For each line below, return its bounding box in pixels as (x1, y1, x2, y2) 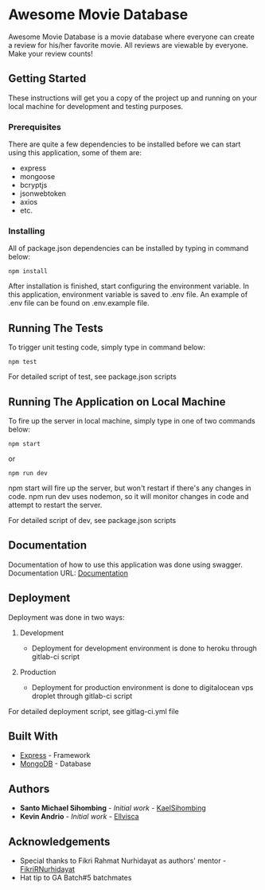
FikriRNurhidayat (19, 865, 76, 874)
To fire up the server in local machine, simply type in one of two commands (8, 416, 256, 425)
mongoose (19, 172, 56, 182)
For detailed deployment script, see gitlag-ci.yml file (8, 706, 179, 716)
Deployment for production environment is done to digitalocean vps (31, 682, 254, 692)
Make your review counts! (8, 49, 93, 58)
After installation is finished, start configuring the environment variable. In (8, 281, 249, 291)
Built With (8, 729, 58, 743)
